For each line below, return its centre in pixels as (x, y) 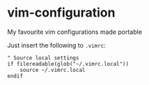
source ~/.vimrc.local (53, 70)
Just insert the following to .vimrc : (56, 45)
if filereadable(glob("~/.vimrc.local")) (68, 64)
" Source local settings (43, 58)
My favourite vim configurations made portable (75, 32)
